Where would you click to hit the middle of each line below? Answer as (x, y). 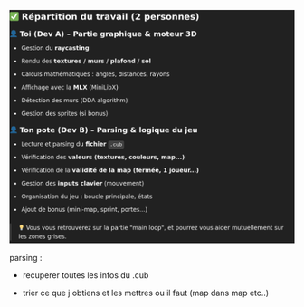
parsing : (26, 257)
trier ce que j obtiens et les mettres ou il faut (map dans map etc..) (146, 293)
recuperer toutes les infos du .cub (85, 275)
